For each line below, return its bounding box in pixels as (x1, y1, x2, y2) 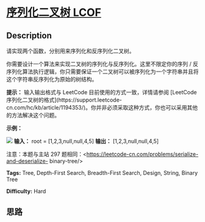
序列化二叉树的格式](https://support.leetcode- (6, 96, 122, 103)
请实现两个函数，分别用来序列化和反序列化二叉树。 (6, 47, 135, 54)
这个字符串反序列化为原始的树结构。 (6, 76, 98, 83)
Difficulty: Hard (6, 188, 46, 194)
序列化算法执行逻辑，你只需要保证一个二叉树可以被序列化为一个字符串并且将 (6, 68, 199, 75)
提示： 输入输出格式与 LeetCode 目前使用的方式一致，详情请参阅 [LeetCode (6, 89, 197, 95)
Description (6, 30, 52, 40)
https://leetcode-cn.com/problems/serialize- (86, 150, 199, 158)
